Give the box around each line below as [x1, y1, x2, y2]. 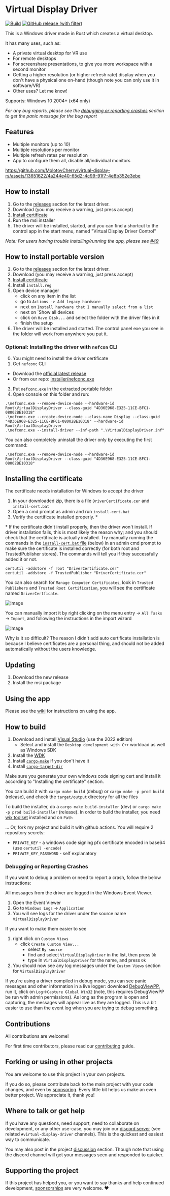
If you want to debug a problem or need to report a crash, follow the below [5, 874, 161, 881]
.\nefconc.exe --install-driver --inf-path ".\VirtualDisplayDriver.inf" [5, 427, 165, 433]
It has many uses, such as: [5, 40, 61, 46]
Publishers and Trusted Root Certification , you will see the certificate [5, 585, 155, 591]
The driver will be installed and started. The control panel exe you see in [12, 326, 164, 332]
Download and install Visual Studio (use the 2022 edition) [12, 736, 133, 742]
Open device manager [12, 287, 59, 294]
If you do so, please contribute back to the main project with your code [5, 1081, 154, 1087]
